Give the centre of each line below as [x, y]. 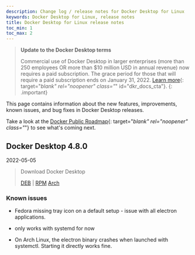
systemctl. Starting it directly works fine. [63, 246]
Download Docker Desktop [53, 171]
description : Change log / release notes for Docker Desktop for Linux [95, 11]
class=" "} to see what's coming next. [51, 128]
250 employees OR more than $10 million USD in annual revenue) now [105, 67]
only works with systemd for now [54, 229]
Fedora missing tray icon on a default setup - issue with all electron [96, 211]
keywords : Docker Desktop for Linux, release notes [70, 17]
